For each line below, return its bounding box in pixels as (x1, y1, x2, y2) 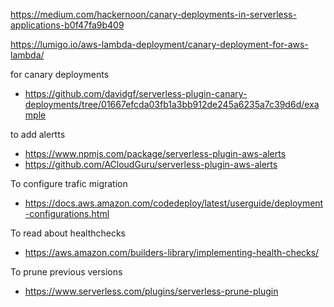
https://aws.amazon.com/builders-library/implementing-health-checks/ (24, 247, 320, 258)
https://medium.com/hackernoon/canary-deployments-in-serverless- (10, 9, 297, 20)
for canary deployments (10, 69, 110, 80)
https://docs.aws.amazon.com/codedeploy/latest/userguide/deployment (24, 197, 324, 209)
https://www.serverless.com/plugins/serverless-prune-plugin (24, 285, 279, 297)
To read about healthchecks (10, 227, 127, 239)
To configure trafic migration (10, 178, 128, 189)
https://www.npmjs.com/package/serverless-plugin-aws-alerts (24, 148, 287, 159)
